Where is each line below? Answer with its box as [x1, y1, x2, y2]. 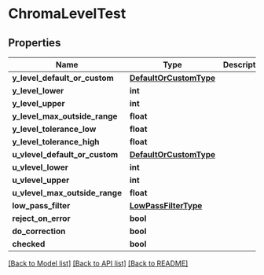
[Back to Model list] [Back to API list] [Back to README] [8, 258, 189, 268]
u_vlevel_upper [12, 174, 70, 185]
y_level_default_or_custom [12, 72, 114, 83]
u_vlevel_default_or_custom [12, 149, 119, 159]
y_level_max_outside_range [12, 111, 118, 122]
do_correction [12, 225, 66, 236]
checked [12, 239, 46, 249]
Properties [8, 36, 61, 49]
